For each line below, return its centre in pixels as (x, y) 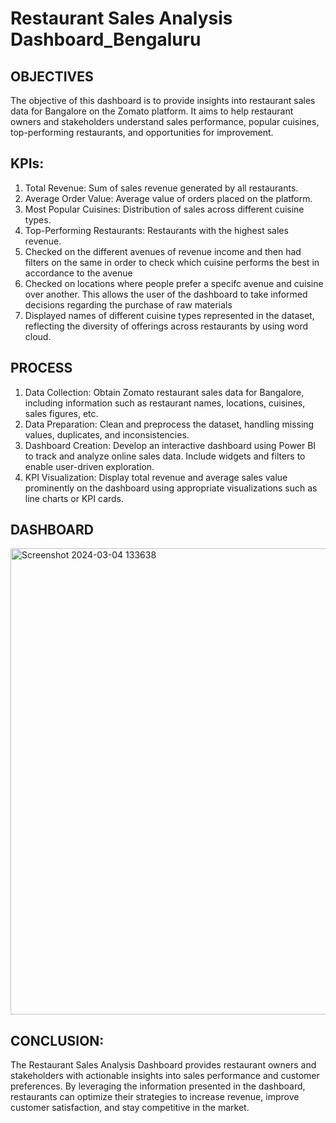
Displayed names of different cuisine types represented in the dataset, (169, 315)
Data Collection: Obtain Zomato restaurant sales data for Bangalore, (164, 392)
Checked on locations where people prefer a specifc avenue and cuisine (174, 283)
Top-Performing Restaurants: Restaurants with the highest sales (156, 230)
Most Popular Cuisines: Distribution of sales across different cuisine (164, 209)
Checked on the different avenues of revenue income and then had (163, 251)
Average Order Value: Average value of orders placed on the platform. (168, 198)
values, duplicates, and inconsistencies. (107, 434)
